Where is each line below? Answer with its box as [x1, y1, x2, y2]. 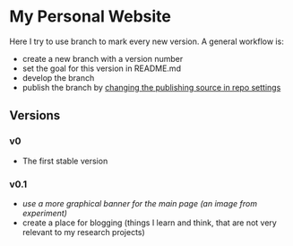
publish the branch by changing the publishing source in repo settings [22, 82, 281, 92]
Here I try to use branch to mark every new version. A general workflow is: [9, 36, 284, 47]
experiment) [22, 207, 67, 218]
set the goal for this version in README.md [22, 63, 182, 74]
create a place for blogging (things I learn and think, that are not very [22, 217, 278, 228]
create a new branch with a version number [22, 53, 184, 64]
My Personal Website [9, 6, 172, 27]
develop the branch [22, 72, 95, 83]
